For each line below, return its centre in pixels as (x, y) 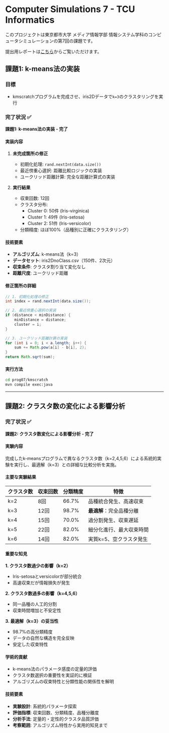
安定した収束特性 (30, 644)
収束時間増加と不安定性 (37, 611)
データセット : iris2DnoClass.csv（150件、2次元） (64, 261)
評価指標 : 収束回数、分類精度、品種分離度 (56, 712)
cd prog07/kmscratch (27, 380)
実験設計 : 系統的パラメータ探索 (45, 706)
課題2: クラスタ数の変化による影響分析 (65, 406)
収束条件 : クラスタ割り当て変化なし (49, 267)
